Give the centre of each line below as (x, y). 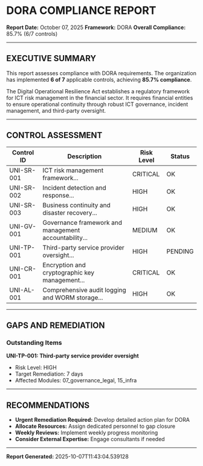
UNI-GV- (23, 226)
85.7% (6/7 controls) (32, 33)
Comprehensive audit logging (85, 290)
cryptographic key (69, 272)
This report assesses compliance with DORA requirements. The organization (101, 73)
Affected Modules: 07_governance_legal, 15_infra (76, 381)
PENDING (180, 251)
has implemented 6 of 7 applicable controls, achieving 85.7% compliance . (99, 79)
